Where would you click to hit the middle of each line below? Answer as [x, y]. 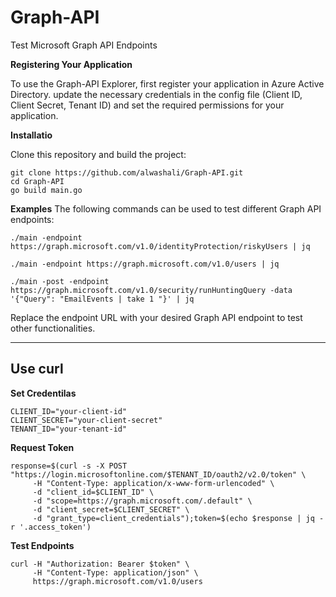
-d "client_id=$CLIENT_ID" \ [93, 492]
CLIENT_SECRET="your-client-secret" [86, 420]
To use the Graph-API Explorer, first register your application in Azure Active [167, 83]
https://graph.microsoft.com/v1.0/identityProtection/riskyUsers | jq [160, 246]
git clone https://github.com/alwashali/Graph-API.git [127, 172]
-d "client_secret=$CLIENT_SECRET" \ [111, 509]
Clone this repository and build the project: [98, 154]
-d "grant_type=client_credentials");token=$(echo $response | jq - [178, 518]
